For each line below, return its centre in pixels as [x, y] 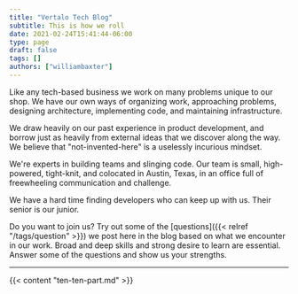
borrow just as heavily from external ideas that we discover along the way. [145, 137]
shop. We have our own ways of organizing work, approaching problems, [143, 101]
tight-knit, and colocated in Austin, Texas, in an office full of [155, 173]
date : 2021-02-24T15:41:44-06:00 [71, 34]
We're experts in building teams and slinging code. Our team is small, [136, 164]
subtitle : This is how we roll [67, 26]
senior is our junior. [44, 209]
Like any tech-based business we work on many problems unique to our [141, 92]
